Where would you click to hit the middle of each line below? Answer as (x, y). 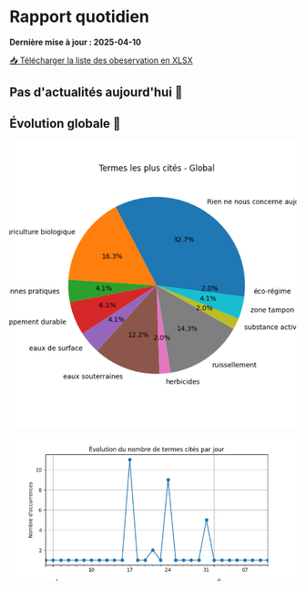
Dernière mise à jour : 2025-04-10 (75, 42)
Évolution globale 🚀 (65, 124)
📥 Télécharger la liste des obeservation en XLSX (101, 60)
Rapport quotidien (80, 17)
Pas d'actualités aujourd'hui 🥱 (97, 93)
